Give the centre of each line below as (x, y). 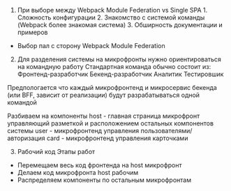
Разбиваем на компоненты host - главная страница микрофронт (104, 116)
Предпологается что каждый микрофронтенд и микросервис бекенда (112, 87)
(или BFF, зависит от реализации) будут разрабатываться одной (104, 95)
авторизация (26, 138)
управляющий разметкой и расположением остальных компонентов (111, 123)
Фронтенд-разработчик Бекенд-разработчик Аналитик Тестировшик (120, 74)
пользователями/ (166, 131)
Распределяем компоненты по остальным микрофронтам (104, 180)
